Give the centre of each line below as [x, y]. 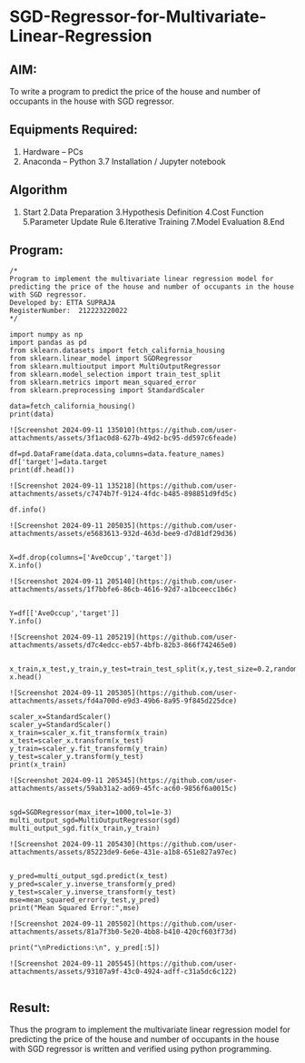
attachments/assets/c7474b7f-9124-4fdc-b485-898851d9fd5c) [123, 494]
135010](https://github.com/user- [172, 430]
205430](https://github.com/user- [172, 845]
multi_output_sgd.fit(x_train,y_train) [85, 829]
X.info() [26, 566]
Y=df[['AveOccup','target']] [64, 613]
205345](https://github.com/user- [172, 781]
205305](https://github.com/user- [172, 693]
